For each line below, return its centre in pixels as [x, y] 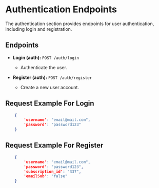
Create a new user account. [50, 87]
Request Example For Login [50, 103]
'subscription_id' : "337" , [53, 172]
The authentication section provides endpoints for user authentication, [80, 24]
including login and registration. [39, 29]
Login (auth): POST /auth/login [46, 57]
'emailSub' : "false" [46, 176]
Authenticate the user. [44, 67]
